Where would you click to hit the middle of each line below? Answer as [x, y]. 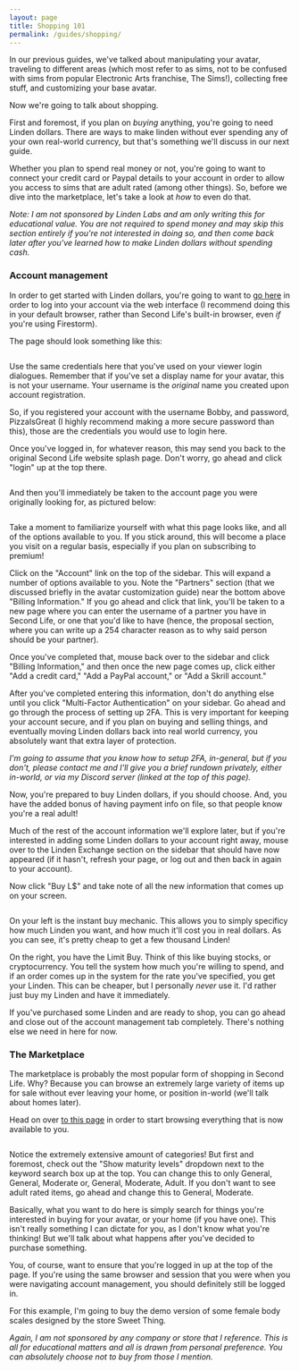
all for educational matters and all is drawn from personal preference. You [146, 1347]
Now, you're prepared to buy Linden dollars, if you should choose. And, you [148, 794]
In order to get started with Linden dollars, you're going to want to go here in [149, 295]
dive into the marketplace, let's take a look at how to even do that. [130, 197]
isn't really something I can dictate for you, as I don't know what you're [140, 1228]
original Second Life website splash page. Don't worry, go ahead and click [146, 458]
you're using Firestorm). [54, 324]
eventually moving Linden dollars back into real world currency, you [134, 731]
